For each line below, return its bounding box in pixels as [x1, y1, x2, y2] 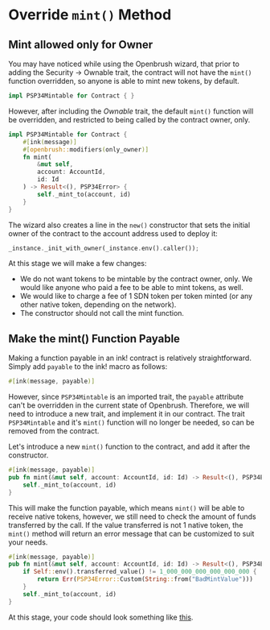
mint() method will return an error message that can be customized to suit [8, 528, 255, 538]
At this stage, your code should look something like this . [8, 612, 194, 622]
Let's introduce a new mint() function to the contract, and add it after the [8, 441, 251, 452]
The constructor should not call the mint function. [19, 309, 185, 318]
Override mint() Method [8, 6, 172, 24]
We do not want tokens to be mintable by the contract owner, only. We [19, 274, 253, 284]
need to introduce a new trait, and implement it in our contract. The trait [8, 409, 245, 419]
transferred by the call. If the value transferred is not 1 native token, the [8, 520, 243, 529]
